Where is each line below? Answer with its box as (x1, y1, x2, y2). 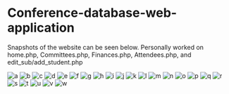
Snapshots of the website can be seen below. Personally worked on (7, 43, 204, 51)
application (7, 20, 75, 36)
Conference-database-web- (7, 5, 178, 21)
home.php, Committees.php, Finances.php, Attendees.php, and (7, 51, 192, 59)
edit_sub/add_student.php (7, 58, 83, 66)
